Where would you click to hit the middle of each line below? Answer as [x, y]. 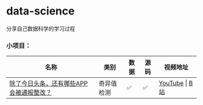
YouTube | [173, 83]
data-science [40, 11]
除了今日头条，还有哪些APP [49, 84]
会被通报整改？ [31, 93]
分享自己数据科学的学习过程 [41, 28]
